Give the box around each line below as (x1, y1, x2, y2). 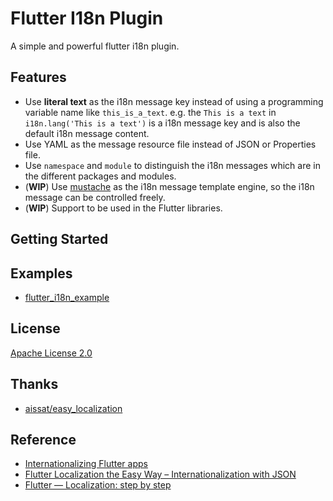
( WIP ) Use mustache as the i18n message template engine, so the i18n (24, 180, 315, 192)
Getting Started (10, 231, 109, 248)
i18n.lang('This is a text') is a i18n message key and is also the (24, 117, 301, 129)
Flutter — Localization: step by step (24, 479, 172, 491)
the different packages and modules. (24, 170, 177, 182)
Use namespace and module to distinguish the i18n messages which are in (24, 159, 321, 171)
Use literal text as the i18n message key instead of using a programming (24, 95, 324, 107)
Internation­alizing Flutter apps (24, 458, 148, 470)
